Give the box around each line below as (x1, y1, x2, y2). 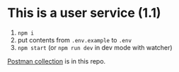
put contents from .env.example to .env (17, 35, 132, 44)
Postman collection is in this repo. (7, 56, 106, 65)
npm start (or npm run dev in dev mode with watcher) (17, 43, 173, 52)
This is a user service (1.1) (7, 5, 161, 21)
